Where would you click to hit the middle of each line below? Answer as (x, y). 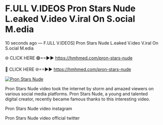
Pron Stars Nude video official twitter (42, 118)
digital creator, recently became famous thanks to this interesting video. (78, 99)
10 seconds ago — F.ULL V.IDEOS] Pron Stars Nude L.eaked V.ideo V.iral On (82, 43)
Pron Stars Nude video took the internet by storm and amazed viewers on (79, 88)
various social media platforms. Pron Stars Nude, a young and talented (77, 94)
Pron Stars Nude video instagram (39, 108)
